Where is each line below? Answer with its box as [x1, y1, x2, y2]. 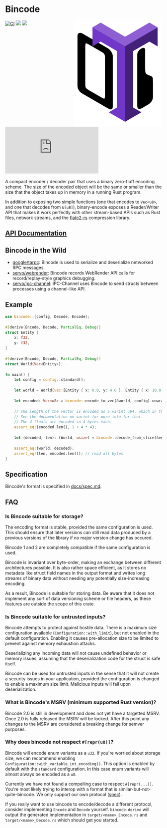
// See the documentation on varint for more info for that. [14, 414, 143, 419]
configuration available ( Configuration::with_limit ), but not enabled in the [5, 630, 160, 636]
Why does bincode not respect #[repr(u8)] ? [5, 739, 114, 746]
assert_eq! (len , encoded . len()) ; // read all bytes [14, 451, 123, 456]
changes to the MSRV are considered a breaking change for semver [5, 721, 144, 727]
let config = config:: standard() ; [14, 377, 85, 382]
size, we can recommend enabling [5, 755, 76, 761]
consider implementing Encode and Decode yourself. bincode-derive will [5, 806, 150, 812]
